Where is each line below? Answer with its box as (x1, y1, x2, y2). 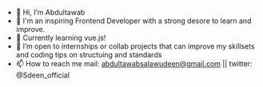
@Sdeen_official (15, 70, 70, 80)
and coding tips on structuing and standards (15, 50, 162, 59)
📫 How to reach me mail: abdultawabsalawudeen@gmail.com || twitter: (15, 59, 253, 68)
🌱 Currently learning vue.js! (15, 33, 106, 42)
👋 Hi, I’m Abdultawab (15, 8, 86, 17)
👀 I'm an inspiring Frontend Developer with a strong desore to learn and (15, 16, 252, 26)
